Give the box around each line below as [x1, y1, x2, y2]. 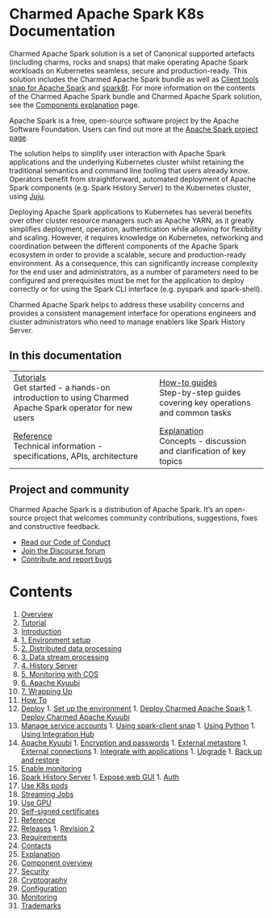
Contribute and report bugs [20, 554, 112, 564]
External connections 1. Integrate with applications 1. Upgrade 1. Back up [20, 746, 262, 756]
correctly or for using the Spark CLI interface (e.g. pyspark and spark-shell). [9, 284, 263, 294]
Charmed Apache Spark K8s [9, 5, 205, 23]
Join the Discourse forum [20, 545, 106, 555]
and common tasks [159, 407, 232, 418]
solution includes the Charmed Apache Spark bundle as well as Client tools [9, 74, 259, 84]
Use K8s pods [20, 780, 69, 791]
